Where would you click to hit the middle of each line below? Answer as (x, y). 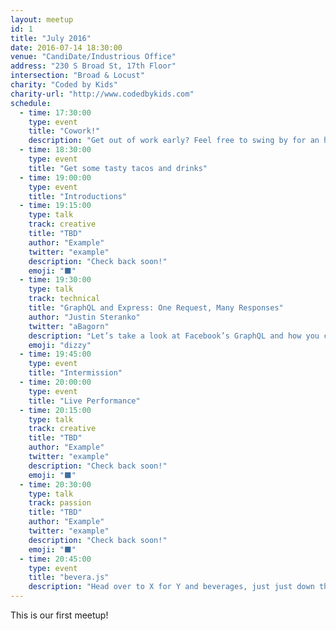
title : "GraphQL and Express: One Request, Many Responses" (156, 308)
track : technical (64, 299)
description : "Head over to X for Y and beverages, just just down (171, 587)
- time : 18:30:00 (55, 150)
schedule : (31, 103)
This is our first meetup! (59, 615)
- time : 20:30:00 (55, 484)
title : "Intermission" (75, 373)
